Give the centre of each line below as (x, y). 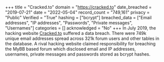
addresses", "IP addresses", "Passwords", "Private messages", (69, 23)
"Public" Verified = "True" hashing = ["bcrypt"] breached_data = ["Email (79, 17)
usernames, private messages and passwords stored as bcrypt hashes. (78, 54)
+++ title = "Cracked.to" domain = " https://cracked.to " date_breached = (79, 7)
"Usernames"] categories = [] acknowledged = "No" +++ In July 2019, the (81, 28)
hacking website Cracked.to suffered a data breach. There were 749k (76, 33)
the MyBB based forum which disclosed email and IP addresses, (70, 49)
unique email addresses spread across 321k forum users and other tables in (82, 38)
